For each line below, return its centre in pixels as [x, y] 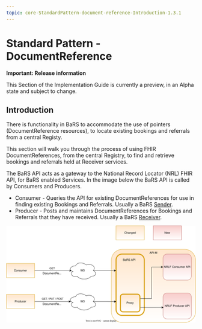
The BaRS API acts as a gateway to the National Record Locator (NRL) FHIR [99, 174]
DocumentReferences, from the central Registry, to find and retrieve [90, 155]
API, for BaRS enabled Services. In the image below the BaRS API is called [98, 180]
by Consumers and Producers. [44, 187]
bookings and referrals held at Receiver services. [67, 162]
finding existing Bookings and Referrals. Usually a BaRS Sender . [94, 205]
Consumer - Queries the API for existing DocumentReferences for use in [104, 198]
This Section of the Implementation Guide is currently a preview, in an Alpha [100, 85]
